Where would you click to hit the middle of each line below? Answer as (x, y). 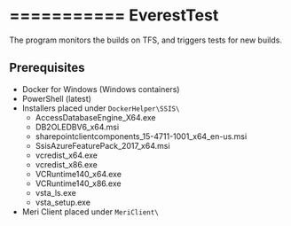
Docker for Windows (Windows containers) (101, 89)
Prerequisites (47, 68)
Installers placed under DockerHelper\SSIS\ (101, 108)
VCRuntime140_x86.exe (78, 183)
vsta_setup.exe (63, 202)
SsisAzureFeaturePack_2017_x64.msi (102, 145)
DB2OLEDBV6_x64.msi (77, 127)
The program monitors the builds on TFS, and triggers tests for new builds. (145, 40)
